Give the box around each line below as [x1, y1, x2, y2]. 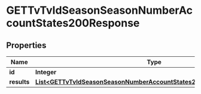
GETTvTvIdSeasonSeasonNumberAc [6, 4, 193, 17]
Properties [6, 40, 47, 50]
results [9, 78, 30, 86]
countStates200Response [6, 16, 140, 30]
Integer [35, 68, 57, 76]
